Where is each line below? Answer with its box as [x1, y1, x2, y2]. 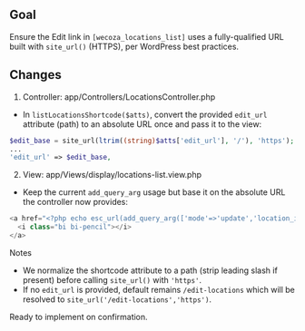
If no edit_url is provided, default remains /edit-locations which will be [22, 284, 295, 295]
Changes [9, 67, 62, 83]
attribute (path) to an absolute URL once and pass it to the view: [22, 118, 262, 130]
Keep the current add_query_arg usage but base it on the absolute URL [22, 187, 286, 198]
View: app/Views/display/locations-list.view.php [22, 170, 202, 180]
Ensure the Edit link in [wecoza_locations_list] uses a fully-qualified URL [9, 31, 284, 42]
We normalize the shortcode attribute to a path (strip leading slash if [22, 265, 279, 276]
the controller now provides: [22, 197, 129, 208]
